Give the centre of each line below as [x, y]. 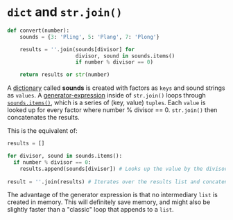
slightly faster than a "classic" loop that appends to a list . [91, 210]
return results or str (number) [65, 75]
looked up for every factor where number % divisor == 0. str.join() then [112, 110]
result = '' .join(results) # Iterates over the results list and [103, 182]
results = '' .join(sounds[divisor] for [77, 49]
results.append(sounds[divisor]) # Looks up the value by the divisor [124, 169]
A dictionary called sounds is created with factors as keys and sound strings [116, 88]
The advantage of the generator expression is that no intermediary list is [113, 195]
